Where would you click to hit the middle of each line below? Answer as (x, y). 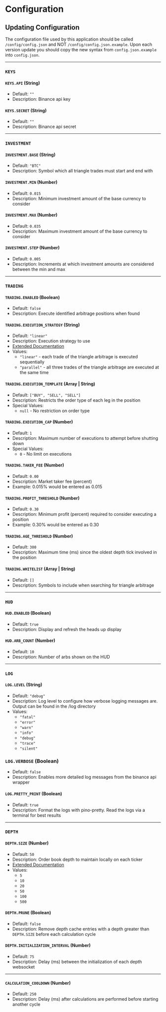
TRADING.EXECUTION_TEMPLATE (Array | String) (50, 383)
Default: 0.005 (26, 259)
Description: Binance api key (41, 99)
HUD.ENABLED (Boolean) (28, 613)
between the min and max (39, 269)
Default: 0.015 (26, 193)
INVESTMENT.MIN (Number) (31, 182)
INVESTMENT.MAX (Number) (31, 215)
